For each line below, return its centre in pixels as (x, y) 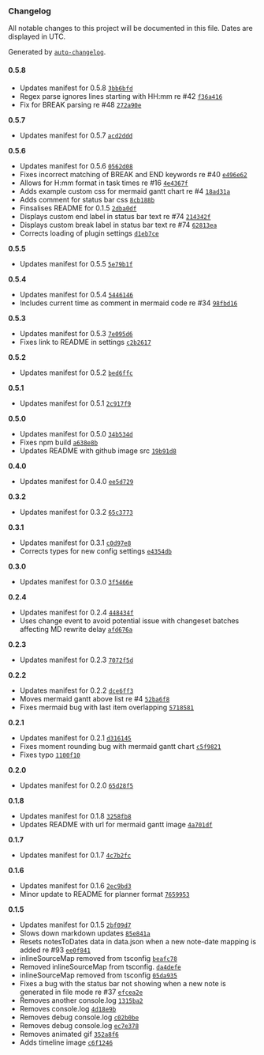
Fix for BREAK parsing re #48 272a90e (80, 104)
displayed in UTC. (37, 36)
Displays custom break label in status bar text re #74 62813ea (118, 225)
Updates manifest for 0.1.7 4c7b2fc (75, 855)
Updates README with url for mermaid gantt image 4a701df (116, 824)
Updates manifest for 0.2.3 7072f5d (76, 660)
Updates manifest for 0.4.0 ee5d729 (76, 481)
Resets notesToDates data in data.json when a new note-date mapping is (138, 941)
